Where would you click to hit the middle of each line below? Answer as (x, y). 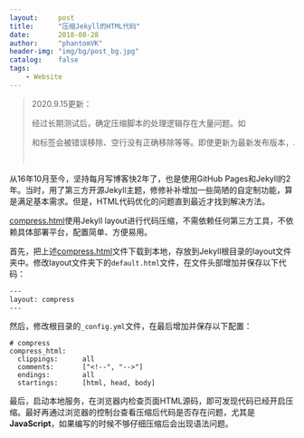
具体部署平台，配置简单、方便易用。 (84, 231)
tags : (19, 69)
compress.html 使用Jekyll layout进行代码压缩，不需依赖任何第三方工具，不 (148, 220)
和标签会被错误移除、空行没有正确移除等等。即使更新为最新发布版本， (162, 142)
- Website (44, 77)
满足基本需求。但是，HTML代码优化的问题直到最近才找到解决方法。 (143, 201)
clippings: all (56, 359)
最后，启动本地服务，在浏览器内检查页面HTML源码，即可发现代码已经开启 (148, 401)
